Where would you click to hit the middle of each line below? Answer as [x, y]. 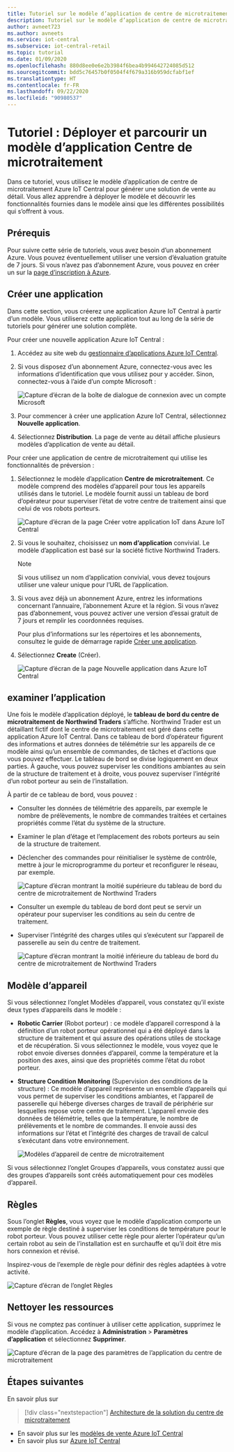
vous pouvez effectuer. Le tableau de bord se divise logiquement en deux [113, 759]
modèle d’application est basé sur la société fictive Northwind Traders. [119, 550]
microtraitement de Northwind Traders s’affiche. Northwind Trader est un [114, 722]
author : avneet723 [34, 27]
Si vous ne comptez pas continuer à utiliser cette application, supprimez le [114, 1324]
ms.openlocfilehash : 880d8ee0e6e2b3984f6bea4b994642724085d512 [101, 66]
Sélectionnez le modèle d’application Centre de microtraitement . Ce [116, 478]
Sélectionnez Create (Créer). [59, 655]
